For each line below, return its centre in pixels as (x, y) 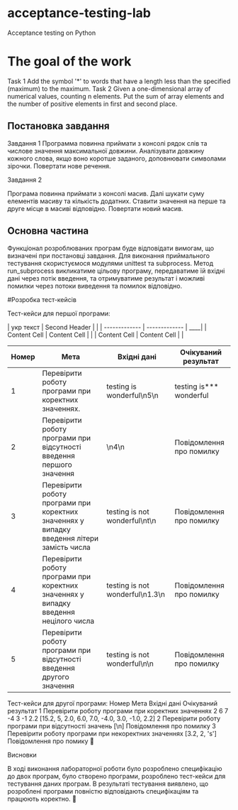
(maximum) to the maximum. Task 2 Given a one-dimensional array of (109, 88)
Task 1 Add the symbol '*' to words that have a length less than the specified (119, 81)
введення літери (70, 538)
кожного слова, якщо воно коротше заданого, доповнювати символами (117, 158)
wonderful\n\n (130, 664)
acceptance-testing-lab (79, 13)
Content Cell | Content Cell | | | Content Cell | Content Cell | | (96, 335)
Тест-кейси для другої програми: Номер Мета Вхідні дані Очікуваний (113, 703)
